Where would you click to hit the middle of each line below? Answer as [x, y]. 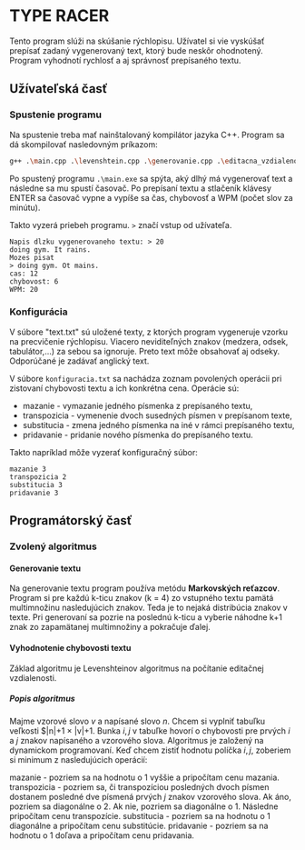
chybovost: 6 [34, 281]
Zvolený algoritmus [53, 546]
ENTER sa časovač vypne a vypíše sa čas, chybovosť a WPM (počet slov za [151, 197]
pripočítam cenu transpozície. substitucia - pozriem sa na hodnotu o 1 [140, 816]
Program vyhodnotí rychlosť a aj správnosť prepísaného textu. [125, 60]
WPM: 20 [24, 289]
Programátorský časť [71, 520]
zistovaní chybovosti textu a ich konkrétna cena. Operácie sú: [124, 388]
